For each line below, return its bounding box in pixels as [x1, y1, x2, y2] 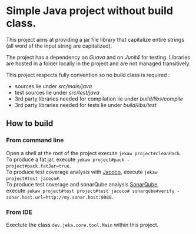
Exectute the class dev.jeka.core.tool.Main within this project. [6, 221, 159, 228]
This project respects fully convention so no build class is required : [6, 71, 170, 78]
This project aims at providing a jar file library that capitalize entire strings [6, 36, 184, 43]
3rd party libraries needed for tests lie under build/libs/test [14, 101, 157, 108]
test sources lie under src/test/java [14, 89, 100, 96]
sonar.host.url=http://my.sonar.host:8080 [6, 194, 112, 200]
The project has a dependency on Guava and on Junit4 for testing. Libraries [6, 54, 191, 61]
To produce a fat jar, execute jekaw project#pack [6, 156, 125, 163]
